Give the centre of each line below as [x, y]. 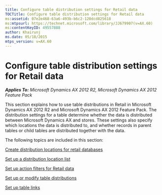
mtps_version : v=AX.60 [28, 42]
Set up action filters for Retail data [40, 168]
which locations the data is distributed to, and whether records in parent [78, 125]
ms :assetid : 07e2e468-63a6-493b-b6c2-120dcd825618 [58, 19]
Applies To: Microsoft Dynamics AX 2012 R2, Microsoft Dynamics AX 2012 [81, 90]
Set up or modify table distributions [41, 178]
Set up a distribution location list [38, 159]
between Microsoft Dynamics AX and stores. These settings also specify [79, 120]
